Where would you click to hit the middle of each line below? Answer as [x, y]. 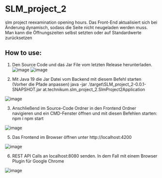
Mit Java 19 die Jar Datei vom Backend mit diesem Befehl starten [77, 79]
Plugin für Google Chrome [38, 161]
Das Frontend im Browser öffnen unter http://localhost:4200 [72, 137]
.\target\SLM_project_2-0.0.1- [117, 84]
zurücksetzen [19, 38]
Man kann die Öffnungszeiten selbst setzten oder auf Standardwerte [73, 32]
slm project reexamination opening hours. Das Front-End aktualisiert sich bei [81, 22]
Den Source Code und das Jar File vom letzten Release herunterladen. [82, 64]
